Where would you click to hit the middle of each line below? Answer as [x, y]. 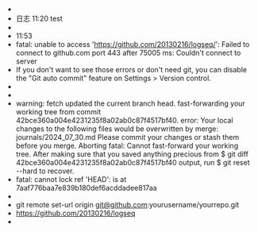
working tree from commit [58, 112]
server [26, 61]
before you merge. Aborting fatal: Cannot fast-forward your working [127, 145]
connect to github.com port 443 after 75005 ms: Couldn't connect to [128, 53]
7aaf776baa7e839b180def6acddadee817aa [86, 188]
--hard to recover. [45, 171]
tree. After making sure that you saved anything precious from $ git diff [132, 154]
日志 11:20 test [39, 18]
